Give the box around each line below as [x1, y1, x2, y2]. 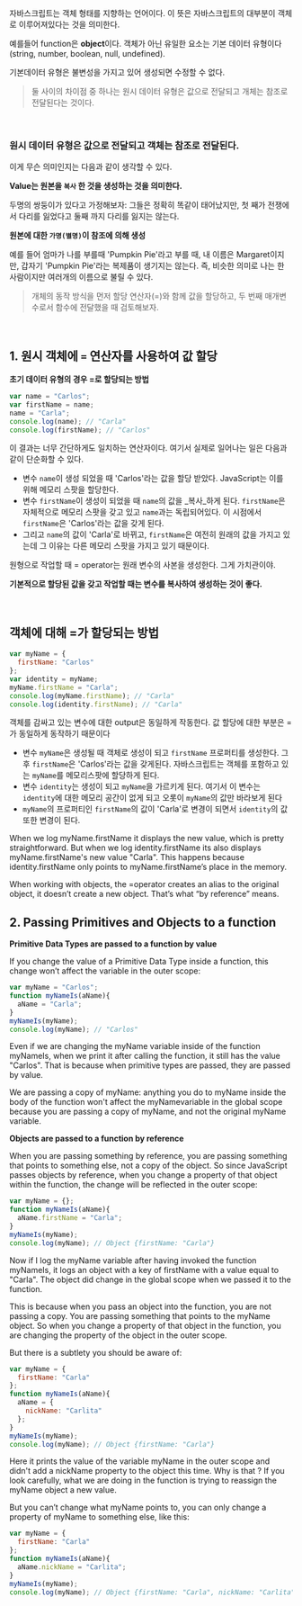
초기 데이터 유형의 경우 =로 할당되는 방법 [9, 374, 150, 385]
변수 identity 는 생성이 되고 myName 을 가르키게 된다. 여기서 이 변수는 [22, 781, 261, 792]
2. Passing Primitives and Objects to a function [9, 914, 277, 929]
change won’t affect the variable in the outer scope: [9, 965, 200, 976]
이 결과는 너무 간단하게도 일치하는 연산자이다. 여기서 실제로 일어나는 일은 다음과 [9, 443, 288, 453]
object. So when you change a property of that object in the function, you [9, 1320, 281, 1331]
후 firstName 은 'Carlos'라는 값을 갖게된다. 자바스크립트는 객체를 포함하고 [22, 758, 280, 769]
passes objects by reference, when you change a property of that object [9, 1170, 278, 1180]
